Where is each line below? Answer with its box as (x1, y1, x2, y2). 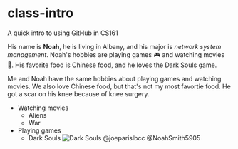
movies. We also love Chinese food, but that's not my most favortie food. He (7, 82, 232, 91)
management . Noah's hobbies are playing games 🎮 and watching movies (7, 50, 225, 58)
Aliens (28, 111, 47, 119)
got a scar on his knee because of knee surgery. (7, 89, 150, 98)
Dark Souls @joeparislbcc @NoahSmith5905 (28, 133, 201, 142)
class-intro (7, 5, 73, 21)
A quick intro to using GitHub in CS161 (7, 29, 119, 37)
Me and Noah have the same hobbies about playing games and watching (7, 74, 222, 83)
